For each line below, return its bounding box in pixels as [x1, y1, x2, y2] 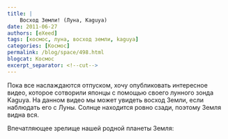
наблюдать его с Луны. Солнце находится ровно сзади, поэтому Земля [7, 103, 222, 111]
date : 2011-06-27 [7, 23, 58, 30]
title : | [7, 10, 33, 17]
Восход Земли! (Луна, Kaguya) [20, 17, 108, 24]
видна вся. [7, 111, 40, 119]
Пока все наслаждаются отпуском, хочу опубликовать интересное [7, 81, 208, 89]
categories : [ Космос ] [7, 42, 70, 49]
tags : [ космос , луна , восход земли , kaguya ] [7, 36, 139, 43]
